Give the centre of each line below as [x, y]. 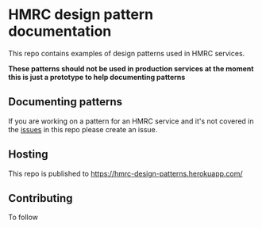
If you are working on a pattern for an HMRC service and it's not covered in [131, 121]
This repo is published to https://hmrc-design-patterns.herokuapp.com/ [126, 173]
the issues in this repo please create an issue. [83, 129]
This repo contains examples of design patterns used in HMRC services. [127, 53]
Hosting [29, 155]
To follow [23, 217]
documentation [60, 31]
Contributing [40, 198]
